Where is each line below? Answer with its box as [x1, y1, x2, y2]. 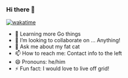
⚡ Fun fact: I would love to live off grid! [14, 65, 110, 72]
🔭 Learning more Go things [14, 30, 82, 38]
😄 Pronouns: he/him [14, 58, 65, 65]
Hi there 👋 [6, 5, 36, 14]
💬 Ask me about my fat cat [14, 43, 80, 50]
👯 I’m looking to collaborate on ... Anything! [14, 37, 121, 44]
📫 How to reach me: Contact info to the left [14, 50, 122, 57]
